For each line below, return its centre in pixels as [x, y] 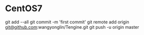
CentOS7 [24, 9]
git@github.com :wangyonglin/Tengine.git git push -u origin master [72, 27]
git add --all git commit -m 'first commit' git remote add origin [67, 22]
